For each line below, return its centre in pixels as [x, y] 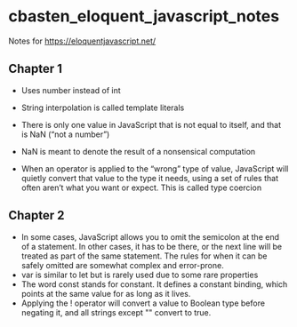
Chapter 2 [36, 215]
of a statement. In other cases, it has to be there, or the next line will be [151, 246]
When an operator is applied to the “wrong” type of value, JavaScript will [155, 168]
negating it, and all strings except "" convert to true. [116, 312]
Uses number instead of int [71, 90]
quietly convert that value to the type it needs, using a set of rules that [150, 178]
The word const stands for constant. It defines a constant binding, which [154, 284]
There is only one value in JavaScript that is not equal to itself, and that [151, 124]
